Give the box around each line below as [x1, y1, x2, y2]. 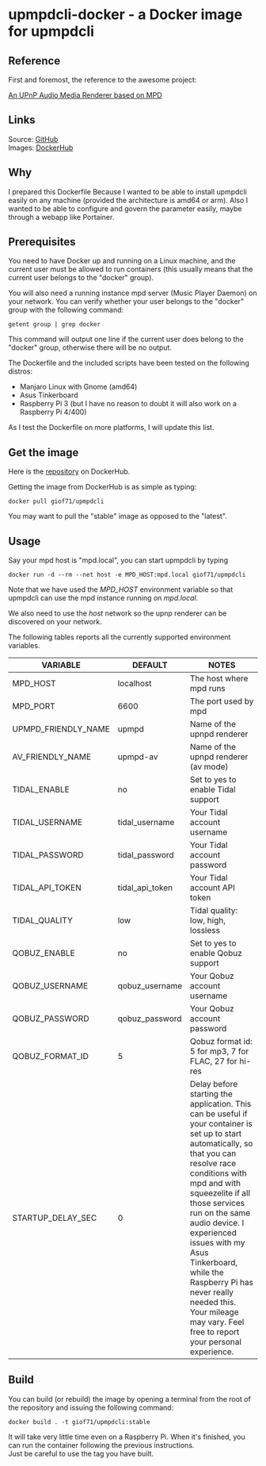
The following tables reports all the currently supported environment [8, 632, 231, 642]
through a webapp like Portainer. [8, 212, 115, 221]
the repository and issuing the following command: [8, 1403, 174, 1412]
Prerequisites [8, 236, 76, 249]
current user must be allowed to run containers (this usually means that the [8, 264, 253, 274]
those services [189, 1198, 245, 1209]
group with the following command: [8, 305, 124, 315]
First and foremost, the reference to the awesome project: [8, 75, 197, 84]
